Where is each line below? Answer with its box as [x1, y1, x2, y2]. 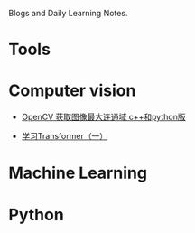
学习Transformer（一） [21, 131, 108, 142]
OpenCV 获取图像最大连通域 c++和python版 [21, 112, 186, 123]
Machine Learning [8, 163, 148, 183]
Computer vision [8, 80, 136, 101]
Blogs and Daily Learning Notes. [8, 8, 128, 18]
